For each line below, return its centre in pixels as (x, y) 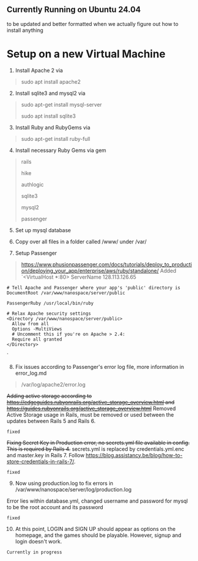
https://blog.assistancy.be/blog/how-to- (134, 455)
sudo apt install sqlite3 (48, 116)
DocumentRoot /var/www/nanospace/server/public (66, 293)
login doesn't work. (38, 541)
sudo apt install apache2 (51, 81)
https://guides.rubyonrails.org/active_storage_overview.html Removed (91, 408)
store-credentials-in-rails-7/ (41, 461)
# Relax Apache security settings (49, 313)
